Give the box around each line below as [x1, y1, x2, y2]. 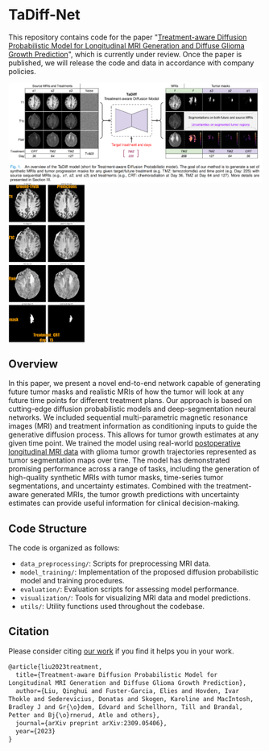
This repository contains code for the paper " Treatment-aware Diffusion [8, 32, 247, 42]
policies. [8, 66, 36, 76]
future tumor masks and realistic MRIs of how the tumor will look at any [8, 387, 244, 396]
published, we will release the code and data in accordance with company [8, 58, 255, 68]
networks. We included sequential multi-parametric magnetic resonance [8, 413, 248, 422]
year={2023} [15, 727, 56, 735]
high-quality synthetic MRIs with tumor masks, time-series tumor [8, 473, 224, 483]
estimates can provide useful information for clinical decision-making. [8, 498, 240, 508]
